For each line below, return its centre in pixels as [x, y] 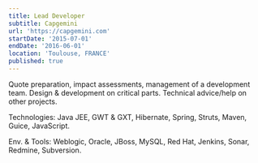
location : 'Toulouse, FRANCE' [60, 54]
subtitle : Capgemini [43, 24]
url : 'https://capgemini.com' [60, 31]
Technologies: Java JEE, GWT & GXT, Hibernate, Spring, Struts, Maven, [128, 117]
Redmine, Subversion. [45, 150]
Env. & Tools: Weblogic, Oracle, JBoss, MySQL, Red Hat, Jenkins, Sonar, [129, 141]
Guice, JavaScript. [39, 126]
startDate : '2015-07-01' [50, 39]
